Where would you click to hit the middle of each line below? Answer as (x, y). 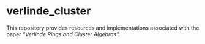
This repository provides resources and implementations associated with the (103, 28)
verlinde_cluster (49, 11)
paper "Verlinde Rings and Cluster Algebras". (63, 34)
